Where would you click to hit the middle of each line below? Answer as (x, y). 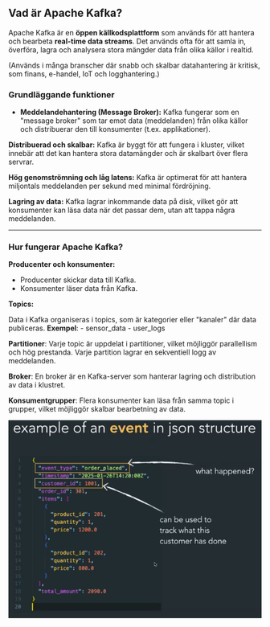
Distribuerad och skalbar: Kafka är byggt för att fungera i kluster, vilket (127, 145)
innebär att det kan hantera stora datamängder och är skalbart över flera (128, 154)
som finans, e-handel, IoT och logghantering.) (84, 74)
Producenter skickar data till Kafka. (78, 280)
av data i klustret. (37, 385)
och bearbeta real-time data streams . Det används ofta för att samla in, (127, 41)
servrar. (21, 162)
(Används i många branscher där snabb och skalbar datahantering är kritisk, (134, 65)
